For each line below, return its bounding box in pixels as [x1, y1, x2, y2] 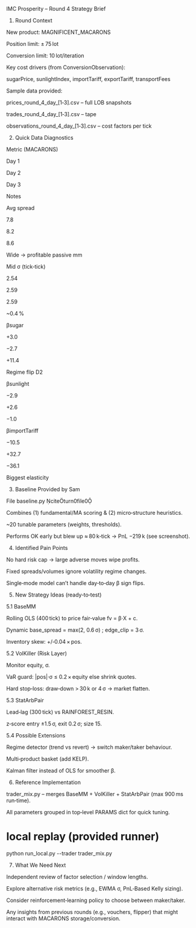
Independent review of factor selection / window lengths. [6, 873, 148, 880]
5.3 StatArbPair [6, 697, 44, 704]
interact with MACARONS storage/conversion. [6, 915, 121, 922]
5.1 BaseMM [6, 603, 36, 610]
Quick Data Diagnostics [14, 134, 74, 141]
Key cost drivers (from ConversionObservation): [6, 64, 125, 71]
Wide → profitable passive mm [6, 251, 83, 258]
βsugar [6, 322, 24, 328]
